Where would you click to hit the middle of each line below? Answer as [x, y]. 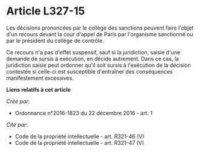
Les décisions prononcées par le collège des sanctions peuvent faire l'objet [100, 28]
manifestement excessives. [40, 78]
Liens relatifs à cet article [39, 89]
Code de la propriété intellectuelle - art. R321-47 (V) [80, 142]
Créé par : [18, 101]
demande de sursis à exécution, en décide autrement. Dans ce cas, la [93, 59]
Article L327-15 [46, 11]
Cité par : [17, 124]
